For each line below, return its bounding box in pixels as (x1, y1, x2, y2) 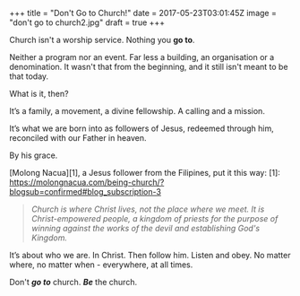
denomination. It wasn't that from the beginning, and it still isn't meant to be (9, 62, 288, 72)
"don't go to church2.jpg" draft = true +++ (9, 17, 166, 28)
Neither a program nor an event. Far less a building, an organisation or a (9, 52, 275, 62)
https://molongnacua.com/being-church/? (9, 177, 165, 187)
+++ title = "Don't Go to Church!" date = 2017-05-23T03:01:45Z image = (9, 8, 278, 18)
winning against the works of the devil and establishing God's (30, 223, 261, 233)
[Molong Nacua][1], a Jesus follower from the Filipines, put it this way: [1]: (9, 168, 280, 178)
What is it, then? (9, 89, 69, 99)
